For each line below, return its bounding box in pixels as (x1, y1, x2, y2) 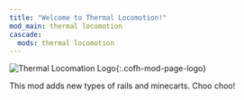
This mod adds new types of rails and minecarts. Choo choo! (9, 80, 236, 91)
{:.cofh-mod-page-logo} (115, 63, 207, 74)
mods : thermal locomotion (17, 38, 115, 48)
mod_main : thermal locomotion (9, 22, 123, 31)
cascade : (9, 30, 42, 39)
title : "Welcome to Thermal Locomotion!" (9, 13, 167, 23)
